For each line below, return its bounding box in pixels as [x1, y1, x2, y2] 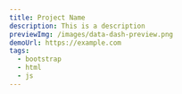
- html [17, 64, 42, 73]
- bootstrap [17, 55, 62, 64]
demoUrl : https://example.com [9, 38, 122, 47]
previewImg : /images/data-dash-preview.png [9, 30, 174, 38]
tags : [9, 47, 29, 56]
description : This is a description [9, 21, 145, 30]
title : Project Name [9, 13, 87, 22]
